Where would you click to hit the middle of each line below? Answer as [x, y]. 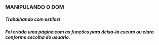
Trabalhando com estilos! [33, 19]
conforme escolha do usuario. [38, 37]
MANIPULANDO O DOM [35, 7]
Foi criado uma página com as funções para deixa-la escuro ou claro [80, 32]
